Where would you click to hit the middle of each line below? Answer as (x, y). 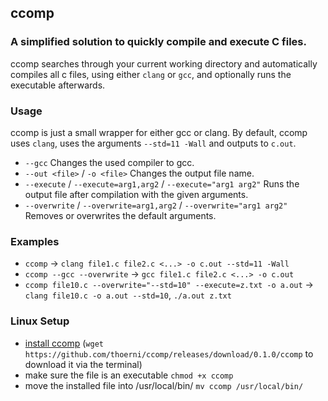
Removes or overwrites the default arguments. (120, 215)
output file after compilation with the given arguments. (136, 194)
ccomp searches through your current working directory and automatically (164, 63)
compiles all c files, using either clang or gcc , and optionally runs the (151, 74)
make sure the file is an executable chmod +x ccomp (129, 375)
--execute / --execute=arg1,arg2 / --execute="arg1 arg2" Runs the (162, 183)
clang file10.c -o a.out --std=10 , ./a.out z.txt (128, 295)
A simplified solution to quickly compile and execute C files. (158, 42)
